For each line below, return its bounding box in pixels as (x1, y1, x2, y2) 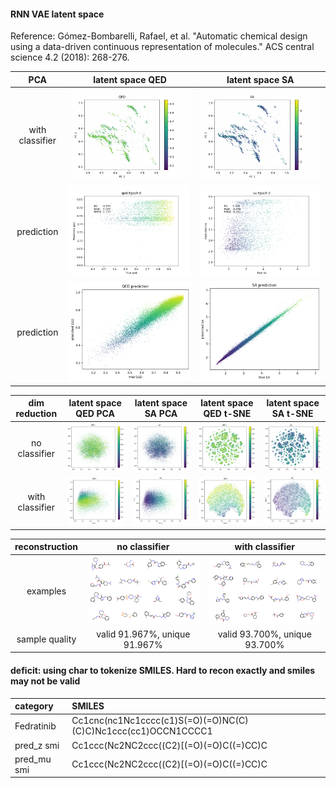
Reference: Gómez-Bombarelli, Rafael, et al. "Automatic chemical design (10, 30, 308, 42)
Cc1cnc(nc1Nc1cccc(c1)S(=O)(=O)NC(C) (71, 715, 249, 727)
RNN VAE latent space (10, 8, 105, 20)
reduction (15, 408, 58, 420)
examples (26, 585, 67, 597)
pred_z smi (14, 739, 60, 751)
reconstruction (14, 541, 79, 553)
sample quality (16, 633, 77, 645)
